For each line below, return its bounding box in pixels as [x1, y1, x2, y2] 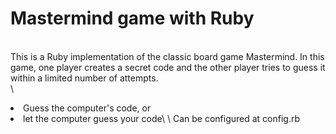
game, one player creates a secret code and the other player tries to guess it [10, 61, 326, 73]
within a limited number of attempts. [10, 72, 159, 84]
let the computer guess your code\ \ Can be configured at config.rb [23, 112, 301, 124]
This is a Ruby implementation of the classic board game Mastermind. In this [10, 50, 325, 62]
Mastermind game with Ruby [10, 7, 255, 30]
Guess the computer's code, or [23, 102, 152, 114]
